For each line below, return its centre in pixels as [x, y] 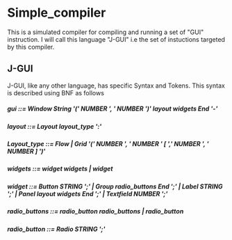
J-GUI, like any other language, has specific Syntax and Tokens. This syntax [116, 86]
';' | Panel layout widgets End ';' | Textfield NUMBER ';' [88, 193]
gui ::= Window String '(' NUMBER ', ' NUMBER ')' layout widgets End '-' [113, 109]
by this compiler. [31, 47]
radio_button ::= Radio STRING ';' [56, 229]
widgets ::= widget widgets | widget [60, 169]
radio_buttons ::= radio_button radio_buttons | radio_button [96, 211]
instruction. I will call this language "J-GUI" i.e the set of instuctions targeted [116, 39]
